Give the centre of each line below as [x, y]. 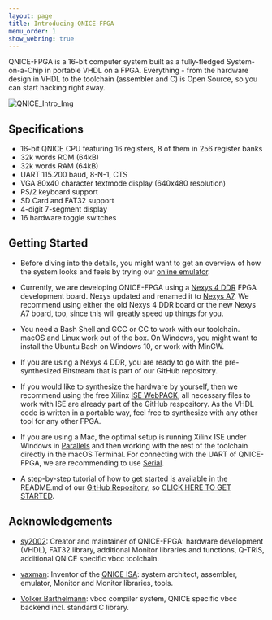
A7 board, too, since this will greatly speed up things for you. [122, 313]
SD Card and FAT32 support [67, 201]
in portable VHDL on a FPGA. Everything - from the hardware [147, 71]
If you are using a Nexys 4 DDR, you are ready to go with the [121, 362]
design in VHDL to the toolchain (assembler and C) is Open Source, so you [133, 79]
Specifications [46, 129]
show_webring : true [41, 39]
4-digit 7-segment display [64, 209]
